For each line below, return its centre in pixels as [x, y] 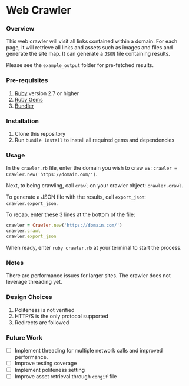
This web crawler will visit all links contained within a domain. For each [92, 41]
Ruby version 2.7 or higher [47, 93]
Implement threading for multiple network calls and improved [89, 350]
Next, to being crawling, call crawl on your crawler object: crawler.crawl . [95, 186]
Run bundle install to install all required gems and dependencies [94, 140]
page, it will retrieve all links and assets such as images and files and [89, 48]
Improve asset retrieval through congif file [66, 377]
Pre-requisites [27, 80]
